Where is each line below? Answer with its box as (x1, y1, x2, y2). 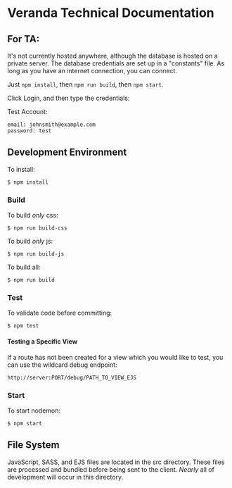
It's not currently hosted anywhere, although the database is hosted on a (7, 51, 218, 60)
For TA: (7, 33, 40, 45)
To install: (7, 165, 35, 173)
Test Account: (7, 108, 48, 115)
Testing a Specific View (7, 337, 78, 346)
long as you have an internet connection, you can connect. (7, 67, 178, 75)
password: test (7, 127, 52, 134)
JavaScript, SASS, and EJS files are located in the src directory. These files (7, 458, 225, 466)
